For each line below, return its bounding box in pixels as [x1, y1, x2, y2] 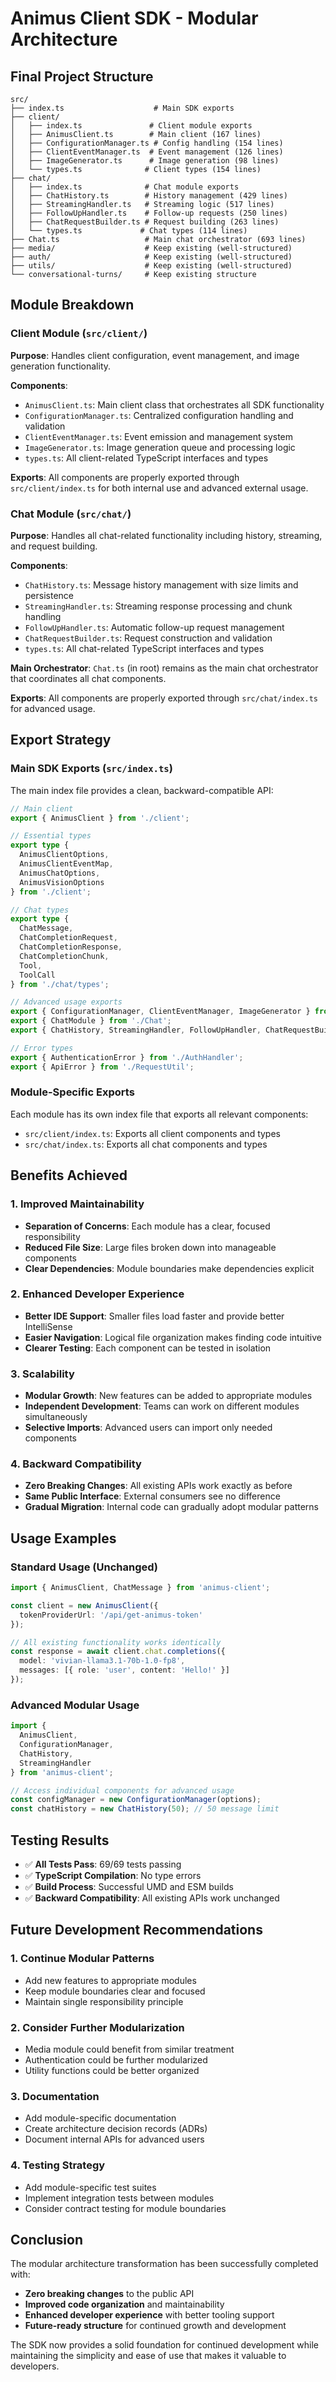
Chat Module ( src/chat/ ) [10, 507, 132, 521]
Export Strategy [10, 732, 112, 749]
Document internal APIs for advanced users [24, 2133, 205, 2146]
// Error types [10, 1043, 74, 1053]
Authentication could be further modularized [24, 2053, 208, 2066]
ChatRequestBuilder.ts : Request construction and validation [24, 632, 273, 644]
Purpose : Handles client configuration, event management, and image [10, 349, 300, 361]
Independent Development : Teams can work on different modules [24, 1400, 300, 1412]
